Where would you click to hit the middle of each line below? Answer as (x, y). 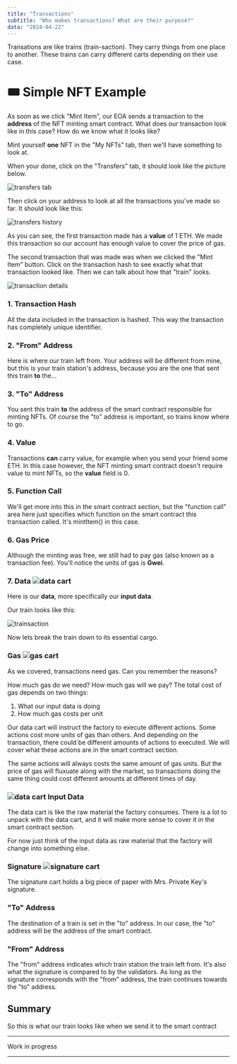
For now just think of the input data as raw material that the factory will (110, 840)
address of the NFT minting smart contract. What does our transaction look (117, 124)
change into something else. (48, 848)
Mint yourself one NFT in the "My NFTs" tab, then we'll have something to (115, 145)
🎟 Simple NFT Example (77, 92)
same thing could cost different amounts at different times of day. (102, 778)
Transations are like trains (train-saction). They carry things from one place (116, 47)
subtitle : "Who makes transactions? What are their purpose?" (101, 20)
